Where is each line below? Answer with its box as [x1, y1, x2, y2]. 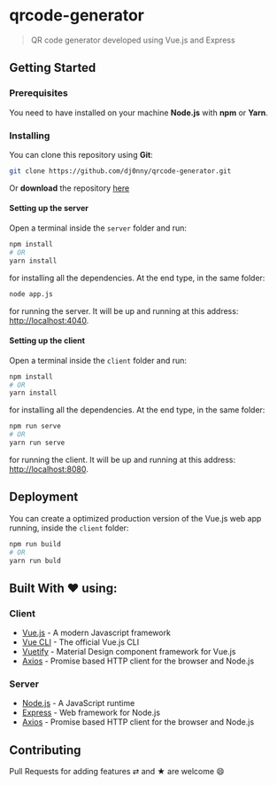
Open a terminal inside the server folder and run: [9, 223, 188, 233]
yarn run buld [9, 556, 62, 565]
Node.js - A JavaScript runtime [21, 698, 135, 709]
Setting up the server [9, 203, 88, 214]
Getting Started [9, 60, 96, 75]
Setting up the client [9, 335, 86, 346]
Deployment [9, 490, 79, 505]
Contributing [9, 742, 81, 758]
